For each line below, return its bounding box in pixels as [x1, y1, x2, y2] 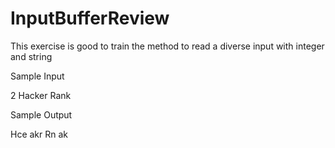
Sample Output [10, 108, 73, 121]
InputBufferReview [10, 7, 170, 30]
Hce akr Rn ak [10, 128, 69, 140]
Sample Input [10, 70, 65, 82]
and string [10, 50, 53, 62]
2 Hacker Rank [10, 89, 72, 101]
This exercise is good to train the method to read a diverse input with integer [10, 40, 325, 52]
